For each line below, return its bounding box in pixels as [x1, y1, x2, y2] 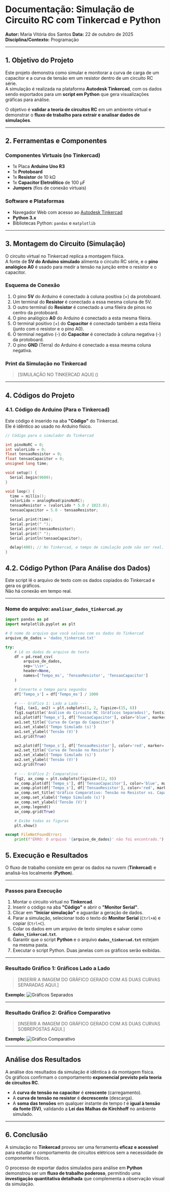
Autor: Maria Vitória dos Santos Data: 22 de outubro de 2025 [5, 31, 134, 37]
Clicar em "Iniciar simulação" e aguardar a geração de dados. [12, 910, 144, 916]
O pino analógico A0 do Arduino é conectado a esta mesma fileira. [12, 315, 152, 321]
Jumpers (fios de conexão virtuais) [12, 185, 87, 191]
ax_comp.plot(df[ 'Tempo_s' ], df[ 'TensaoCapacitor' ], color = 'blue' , [14, 781, 159, 786]
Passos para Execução [5, 887, 62, 894]
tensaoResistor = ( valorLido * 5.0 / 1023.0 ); [10, 503, 110, 508]
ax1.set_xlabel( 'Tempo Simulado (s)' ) [14, 724, 96, 729]
